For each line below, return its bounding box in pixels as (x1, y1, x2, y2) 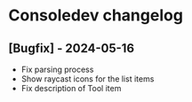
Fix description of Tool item (20, 83, 122, 93)
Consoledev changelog (8, 5, 184, 26)
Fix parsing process (20, 64, 94, 75)
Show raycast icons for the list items (20, 74, 155, 84)
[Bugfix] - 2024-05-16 (8, 41, 135, 56)
